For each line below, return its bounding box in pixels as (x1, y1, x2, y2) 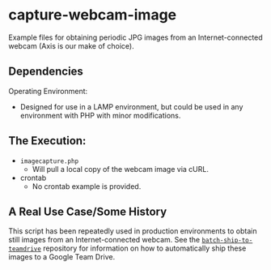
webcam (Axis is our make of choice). (8, 41, 135, 50)
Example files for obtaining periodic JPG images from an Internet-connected (8, 32, 263, 42)
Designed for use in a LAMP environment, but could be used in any (19, 101, 243, 111)
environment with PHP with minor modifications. (19, 110, 181, 120)
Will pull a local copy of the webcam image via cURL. (32, 164, 209, 174)
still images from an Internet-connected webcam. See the (8, 235, 201, 245)
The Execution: (8, 134, 87, 148)
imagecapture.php (19, 156, 79, 165)
